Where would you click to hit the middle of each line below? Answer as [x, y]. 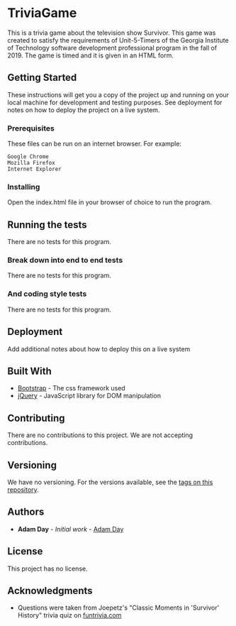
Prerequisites [31, 128]
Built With [29, 371]
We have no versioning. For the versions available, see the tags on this [110, 482]
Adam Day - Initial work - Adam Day [71, 529]
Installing [24, 187]
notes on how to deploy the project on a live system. [84, 110]
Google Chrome [28, 157]
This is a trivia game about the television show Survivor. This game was [112, 33]
